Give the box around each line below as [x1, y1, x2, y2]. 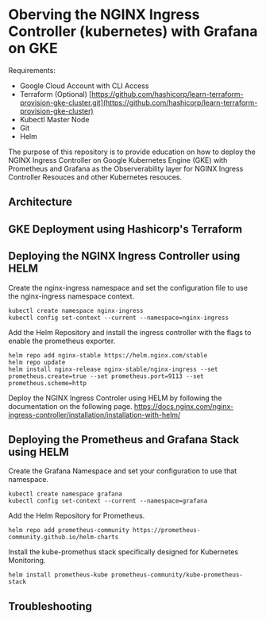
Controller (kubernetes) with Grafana [8, 22, 258, 40]
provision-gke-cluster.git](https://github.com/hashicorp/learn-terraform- [19, 98, 258, 107]
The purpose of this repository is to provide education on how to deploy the [8, 147, 256, 156]
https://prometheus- [132, 526, 201, 534]
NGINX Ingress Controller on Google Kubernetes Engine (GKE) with [8, 155, 228, 164]
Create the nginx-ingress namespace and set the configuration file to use [8, 283, 249, 292]
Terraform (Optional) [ [19, 89, 92, 98]
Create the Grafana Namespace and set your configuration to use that [8, 466, 237, 476]
